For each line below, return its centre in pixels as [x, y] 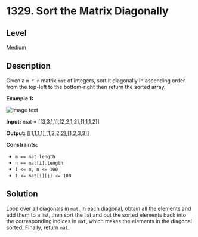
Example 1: [20, 98]
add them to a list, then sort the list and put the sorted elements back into [96, 215]
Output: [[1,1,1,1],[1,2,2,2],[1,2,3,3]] [48, 133]
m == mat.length [35, 156]
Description [28, 66]
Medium [16, 47]
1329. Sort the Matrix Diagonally [87, 11]
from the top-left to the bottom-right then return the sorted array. [86, 87]
